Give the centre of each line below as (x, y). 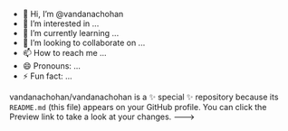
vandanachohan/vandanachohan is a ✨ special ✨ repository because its (144, 97)
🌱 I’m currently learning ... (71, 33)
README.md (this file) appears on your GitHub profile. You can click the (138, 107)
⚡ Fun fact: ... (47, 76)
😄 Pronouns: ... (52, 66)
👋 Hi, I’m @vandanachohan (73, 14)
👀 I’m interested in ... (61, 23)
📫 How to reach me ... (64, 53)
